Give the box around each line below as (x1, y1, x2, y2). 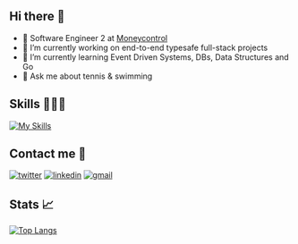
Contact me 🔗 (9, 147, 87, 162)
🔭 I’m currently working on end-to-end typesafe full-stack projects (21, 42, 268, 53)
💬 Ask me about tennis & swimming (21, 71, 153, 81)
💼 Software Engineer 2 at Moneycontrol (21, 32, 168, 43)
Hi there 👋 (9, 9, 65, 24)
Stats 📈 (9, 197, 55, 212)
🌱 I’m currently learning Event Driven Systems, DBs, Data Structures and (21, 51, 289, 63)
